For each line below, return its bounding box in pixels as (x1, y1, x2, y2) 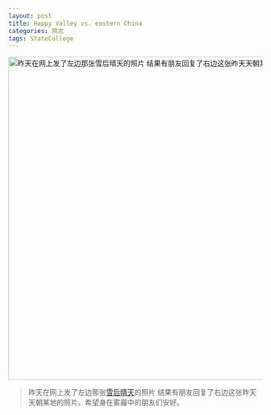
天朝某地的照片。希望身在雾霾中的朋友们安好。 (27, 397, 184, 408)
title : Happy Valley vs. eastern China (8, 19, 143, 27)
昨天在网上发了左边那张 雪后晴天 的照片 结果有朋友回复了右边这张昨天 (27, 388, 256, 397)
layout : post (8, 11, 52, 20)
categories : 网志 (8, 27, 65, 35)
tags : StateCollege (8, 34, 74, 43)
